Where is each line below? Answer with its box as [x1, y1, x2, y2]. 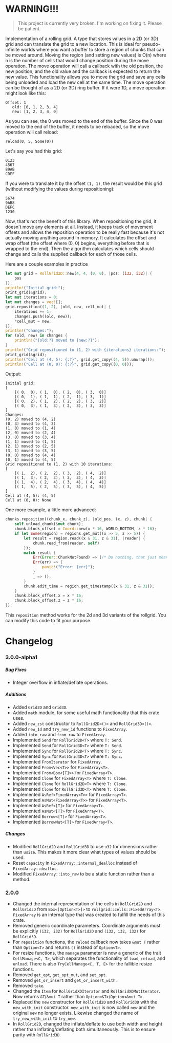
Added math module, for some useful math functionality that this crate [12, 710, 160, 716]
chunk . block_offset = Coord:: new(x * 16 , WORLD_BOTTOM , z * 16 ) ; [14, 526, 157, 532]
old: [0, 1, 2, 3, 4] [12, 104, 58, 109]
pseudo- [142, 41, 160, 47]
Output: [5, 371, 21, 377]
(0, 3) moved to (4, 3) [5, 421, 56, 426]
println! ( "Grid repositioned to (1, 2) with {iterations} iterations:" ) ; [5, 347, 166, 352]
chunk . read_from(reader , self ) [32, 541, 100, 546]
